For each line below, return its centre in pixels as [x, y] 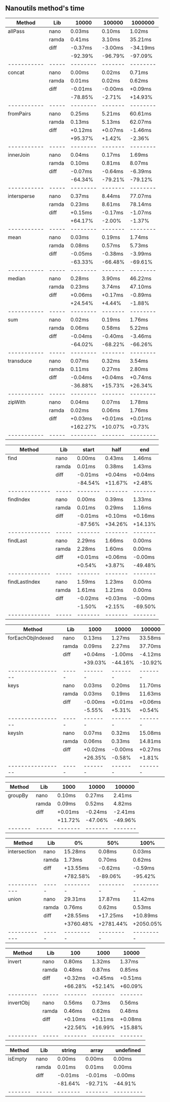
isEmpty [17, 1058]
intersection [22, 851]
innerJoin [19, 155]
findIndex [19, 499]
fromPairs [19, 114]
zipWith [17, 402]
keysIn [16, 733]
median [17, 278]
